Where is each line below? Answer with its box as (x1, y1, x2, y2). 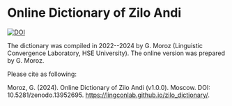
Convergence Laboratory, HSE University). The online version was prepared (7, 49, 225, 57)
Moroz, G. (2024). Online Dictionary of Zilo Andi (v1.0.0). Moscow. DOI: (7, 83, 210, 91)
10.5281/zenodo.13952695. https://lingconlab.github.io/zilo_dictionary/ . (7, 91, 210, 99)
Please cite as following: (7, 70, 77, 78)
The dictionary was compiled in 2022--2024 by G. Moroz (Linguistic (7, 41, 203, 50)
